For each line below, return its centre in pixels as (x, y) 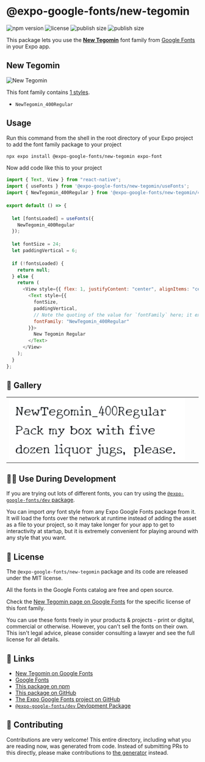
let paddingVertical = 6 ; (45, 251)
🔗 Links (20, 659)
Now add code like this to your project (54, 168)
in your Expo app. (28, 46)
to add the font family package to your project (64, 144)
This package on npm (42, 686)
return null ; (34, 270)
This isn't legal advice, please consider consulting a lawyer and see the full (101, 633)
